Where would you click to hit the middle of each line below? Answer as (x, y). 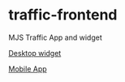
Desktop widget (35, 53)
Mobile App (28, 69)
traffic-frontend (63, 15)
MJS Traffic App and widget (56, 37)
